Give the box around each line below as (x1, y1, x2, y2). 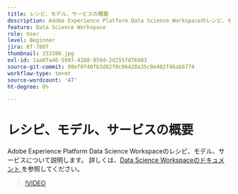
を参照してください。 (21, 165, 84, 173)
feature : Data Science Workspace (7, 23, 106, 31)
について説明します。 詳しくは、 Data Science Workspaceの (25, 156, 200, 164)
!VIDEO (24, 179, 46, 188)
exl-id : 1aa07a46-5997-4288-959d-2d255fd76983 (7, 57, 147, 64)
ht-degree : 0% (7, 83, 50, 90)
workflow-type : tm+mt (7, 70, 72, 77)
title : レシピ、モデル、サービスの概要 (7, 10, 109, 18)
